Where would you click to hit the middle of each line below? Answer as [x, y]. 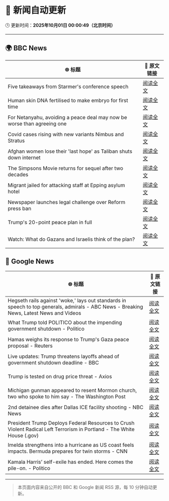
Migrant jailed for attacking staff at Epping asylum [66, 185]
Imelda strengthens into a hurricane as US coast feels [71, 445]
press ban [20, 208]
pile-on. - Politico [29, 468]
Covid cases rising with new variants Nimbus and [66, 134]
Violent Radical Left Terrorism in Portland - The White [71, 429]
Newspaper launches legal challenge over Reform [67, 202]
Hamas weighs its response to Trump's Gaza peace [68, 339]
